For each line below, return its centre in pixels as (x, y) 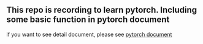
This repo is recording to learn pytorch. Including (102, 10)
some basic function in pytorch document (88, 20)
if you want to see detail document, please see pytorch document (89, 34)
